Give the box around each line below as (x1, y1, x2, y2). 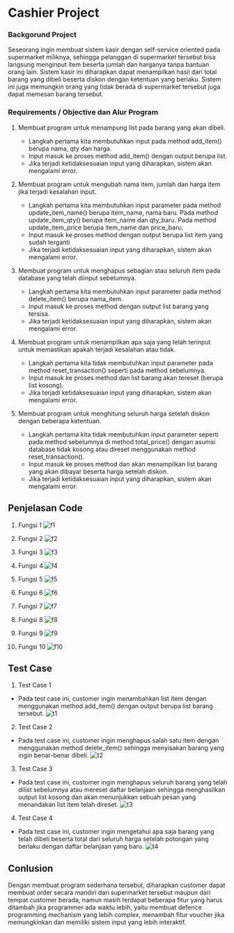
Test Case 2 (17, 723, 53, 731)
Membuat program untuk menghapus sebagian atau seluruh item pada (17, 266, 221, 275)
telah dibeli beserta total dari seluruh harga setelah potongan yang (17, 835, 209, 843)
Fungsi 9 (17, 629, 44, 637)
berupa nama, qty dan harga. (28, 144, 112, 153)
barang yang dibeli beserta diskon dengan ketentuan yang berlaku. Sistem (8, 75, 221, 84)
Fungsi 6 (17, 588, 44, 597)
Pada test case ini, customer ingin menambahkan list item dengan (17, 695, 208, 703)
